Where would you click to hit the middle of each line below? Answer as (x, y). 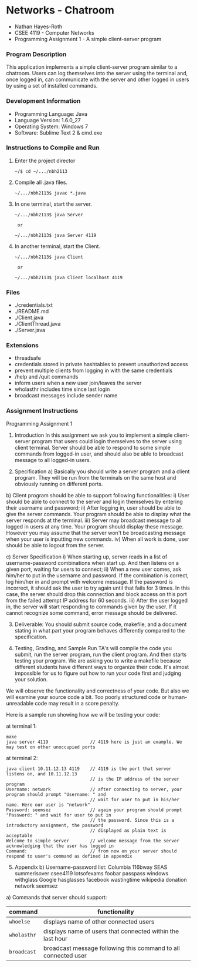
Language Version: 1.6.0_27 (47, 120)
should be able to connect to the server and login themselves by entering (94, 501)
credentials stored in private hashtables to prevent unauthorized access (101, 364)
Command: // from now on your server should (91, 851)
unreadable (20, 703)
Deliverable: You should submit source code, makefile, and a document (101, 624)
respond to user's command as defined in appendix (69, 856)
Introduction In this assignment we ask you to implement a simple (94, 435)
